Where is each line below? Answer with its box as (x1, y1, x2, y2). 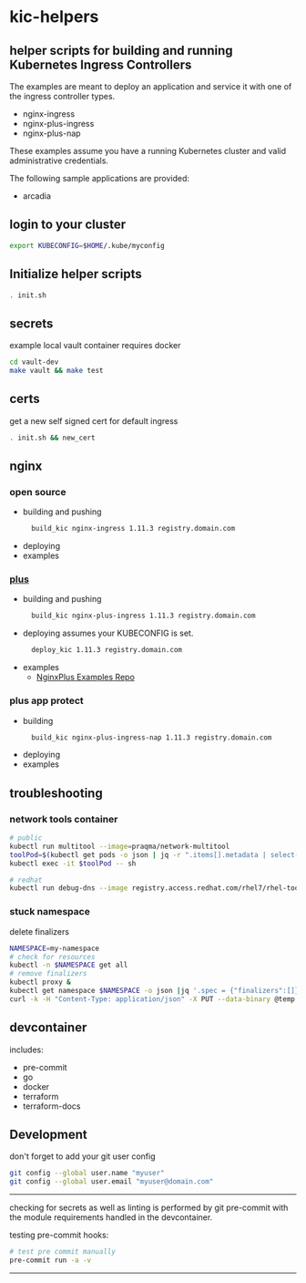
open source (9, 485, 66, 498)
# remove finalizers (9, 969, 88, 978)
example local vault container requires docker (9, 340, 181, 351)
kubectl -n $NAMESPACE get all (9, 960, 128, 970)
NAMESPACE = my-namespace (9, 944, 100, 953)
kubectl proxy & (9, 978, 71, 987)
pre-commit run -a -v (9, 1256, 92, 1265)
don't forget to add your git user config (9, 1151, 156, 1162)
